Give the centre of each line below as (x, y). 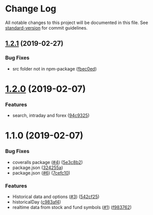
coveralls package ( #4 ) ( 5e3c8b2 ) (48, 162)
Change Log (31, 9)
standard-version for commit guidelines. (46, 27)
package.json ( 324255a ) (38, 167)
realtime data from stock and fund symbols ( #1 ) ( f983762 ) (72, 207)
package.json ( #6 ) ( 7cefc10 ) (41, 172)
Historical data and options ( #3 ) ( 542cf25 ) (56, 196)
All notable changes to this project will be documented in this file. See (77, 22)
